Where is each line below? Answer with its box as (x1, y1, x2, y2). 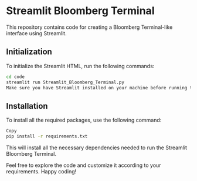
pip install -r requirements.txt (6, 133, 88, 139)
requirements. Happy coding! (6, 167, 77, 175)
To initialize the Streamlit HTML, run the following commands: (6, 62, 155, 69)
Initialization (6, 47, 53, 57)
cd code (6, 73, 25, 80)
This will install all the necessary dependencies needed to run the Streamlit (6, 144, 188, 151)
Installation (6, 101, 48, 111)
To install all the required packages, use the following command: (6, 116, 162, 124)
